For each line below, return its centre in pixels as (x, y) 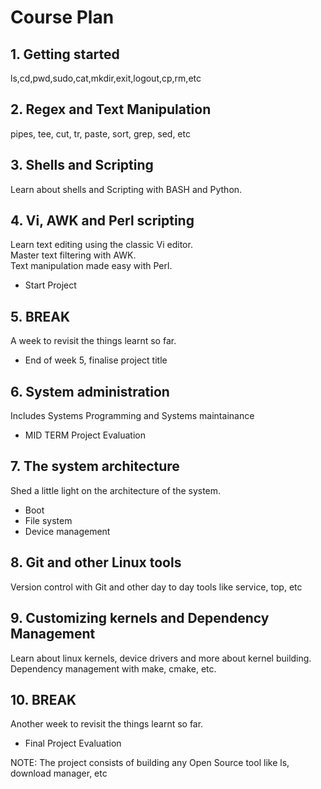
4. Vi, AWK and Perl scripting (102, 221)
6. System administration (90, 391)
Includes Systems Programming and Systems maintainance (132, 416)
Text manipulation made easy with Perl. (91, 266)
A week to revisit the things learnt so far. (93, 341)
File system (48, 520)
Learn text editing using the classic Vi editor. (101, 245)
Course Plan (62, 17)
